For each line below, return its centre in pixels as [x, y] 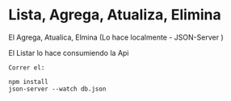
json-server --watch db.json [57, 89]
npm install [28, 82]
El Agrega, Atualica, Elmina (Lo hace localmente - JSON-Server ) [116, 37]
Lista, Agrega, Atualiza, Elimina [115, 15]
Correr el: [27, 67]
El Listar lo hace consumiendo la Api [69, 53]
